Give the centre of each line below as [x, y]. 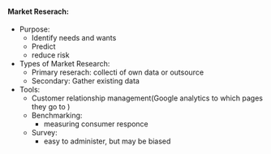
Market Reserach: [39, 11]
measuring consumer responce [96, 124]
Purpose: [34, 29]
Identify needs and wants [74, 38]
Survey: [44, 133]
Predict [43, 47]
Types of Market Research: [65, 64]
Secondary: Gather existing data [85, 81]
